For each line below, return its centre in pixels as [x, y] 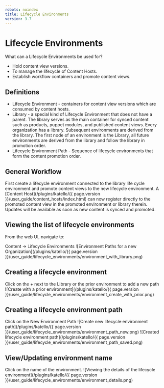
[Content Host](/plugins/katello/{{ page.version [53, 194]
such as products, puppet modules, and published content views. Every [84, 125]
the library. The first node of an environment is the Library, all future [81, 135]
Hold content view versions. [40, 66]
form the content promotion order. [47, 156]
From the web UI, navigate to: [35, 237]
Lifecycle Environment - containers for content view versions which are [84, 104]
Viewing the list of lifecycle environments [70, 225]
